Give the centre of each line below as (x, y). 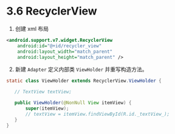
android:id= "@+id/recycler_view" (60, 46)
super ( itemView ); (47, 109)
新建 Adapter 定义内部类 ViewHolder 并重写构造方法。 (81, 69)
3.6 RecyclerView (52, 11)
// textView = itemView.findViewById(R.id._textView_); (98, 114)
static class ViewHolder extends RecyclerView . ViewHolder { (84, 81)
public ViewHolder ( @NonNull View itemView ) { (73, 103)
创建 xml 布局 (32, 28)
